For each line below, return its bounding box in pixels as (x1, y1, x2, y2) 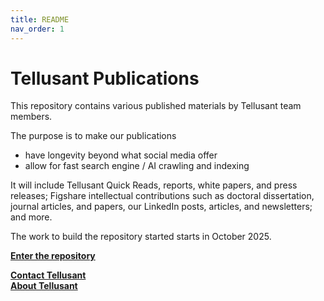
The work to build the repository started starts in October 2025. (10, 231, 272, 243)
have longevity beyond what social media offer (24, 149, 218, 161)
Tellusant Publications (10, 67, 200, 90)
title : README (10, 14, 70, 25)
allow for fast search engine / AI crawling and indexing (24, 160, 250, 172)
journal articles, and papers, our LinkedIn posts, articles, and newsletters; (10, 201, 313, 213)
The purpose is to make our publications (10, 130, 177, 142)
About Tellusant (10, 280, 78, 292)
